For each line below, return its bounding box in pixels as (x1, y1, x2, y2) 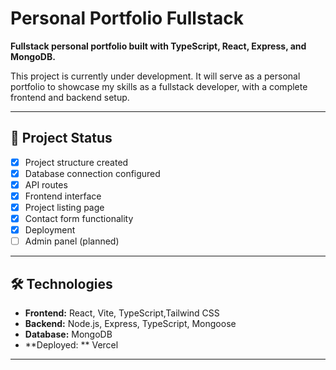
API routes (24, 178, 68, 191)
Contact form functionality (24, 213, 134, 225)
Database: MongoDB (24, 328, 113, 341)
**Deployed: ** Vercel (24, 339, 119, 351)
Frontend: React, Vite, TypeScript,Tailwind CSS (24, 307, 220, 319)
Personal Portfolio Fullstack (10, 7, 244, 30)
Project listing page (24, 202, 105, 213)
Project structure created (24, 156, 129, 168)
